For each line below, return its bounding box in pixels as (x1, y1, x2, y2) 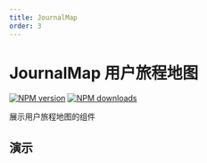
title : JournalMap (9, 13, 78, 22)
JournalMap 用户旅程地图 (9, 63, 199, 83)
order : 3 (9, 21, 42, 30)
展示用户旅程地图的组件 (9, 111, 95, 122)
